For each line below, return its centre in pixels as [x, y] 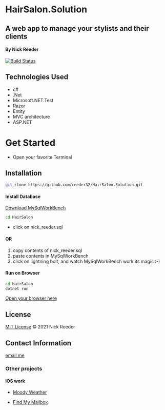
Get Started [30, 143]
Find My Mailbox [30, 402]
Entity [19, 111]
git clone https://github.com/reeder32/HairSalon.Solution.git [74, 185]
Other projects [24, 369]
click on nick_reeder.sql [38, 227]
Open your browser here [31, 298]
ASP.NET [22, 122]
